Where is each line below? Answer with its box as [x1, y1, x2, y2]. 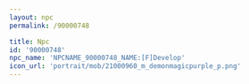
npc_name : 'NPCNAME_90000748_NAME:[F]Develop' [9, 54, 186, 63]
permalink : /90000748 [9, 21, 90, 30]
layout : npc [9, 12, 54, 22]
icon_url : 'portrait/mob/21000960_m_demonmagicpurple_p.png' [9, 62, 242, 71]
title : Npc [9, 37, 50, 46]
